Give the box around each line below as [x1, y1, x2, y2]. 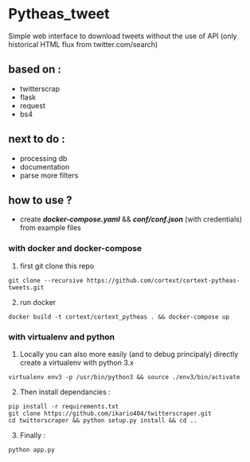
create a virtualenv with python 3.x [19, 358, 134, 367]
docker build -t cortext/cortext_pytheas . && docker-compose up [8, 312, 229, 321]
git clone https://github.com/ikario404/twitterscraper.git [8, 409, 213, 417]
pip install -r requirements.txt [8, 402, 119, 410]
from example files [19, 223, 81, 233]
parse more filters [19, 170, 79, 180]
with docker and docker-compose [8, 243, 143, 254]
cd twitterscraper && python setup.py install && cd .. [8, 416, 197, 425]
